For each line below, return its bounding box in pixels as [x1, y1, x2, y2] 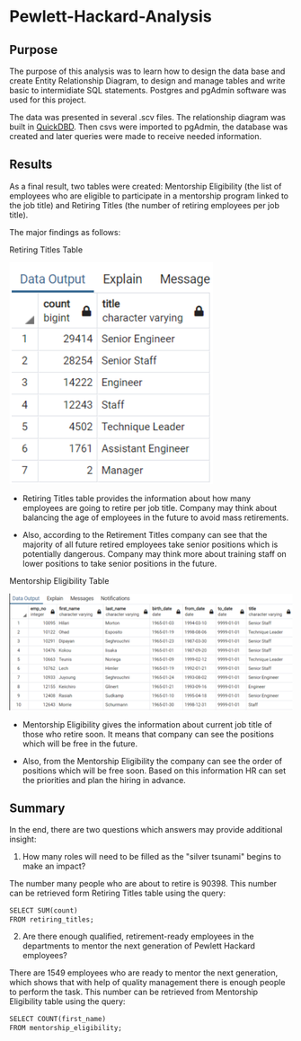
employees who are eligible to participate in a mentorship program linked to [9, 190, 289, 201]
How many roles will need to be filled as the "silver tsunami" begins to [22, 851, 281, 862]
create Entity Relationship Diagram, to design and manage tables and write [9, 75, 286, 86]
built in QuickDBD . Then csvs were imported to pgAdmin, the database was [9, 121, 288, 132]
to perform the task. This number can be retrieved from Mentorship [9, 986, 259, 998]
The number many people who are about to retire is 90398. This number [9, 878, 277, 889]
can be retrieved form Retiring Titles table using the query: [9, 887, 226, 899]
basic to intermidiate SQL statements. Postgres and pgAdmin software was [9, 85, 287, 95]
